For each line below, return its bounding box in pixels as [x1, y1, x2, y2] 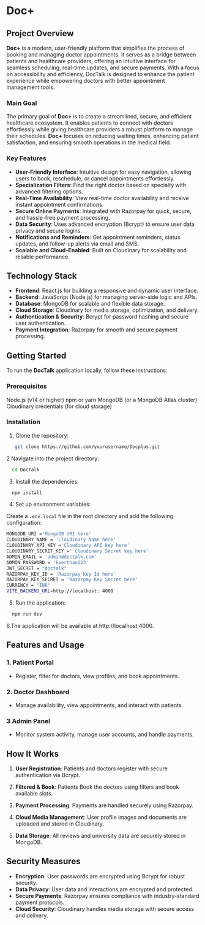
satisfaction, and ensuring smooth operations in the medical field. [6, 139, 171, 146]
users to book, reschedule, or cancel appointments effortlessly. [15, 174, 175, 182]
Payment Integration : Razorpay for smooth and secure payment [15, 326, 178, 333]
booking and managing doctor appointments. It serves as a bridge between [6, 51, 196, 58]
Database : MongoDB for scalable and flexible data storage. [15, 300, 165, 308]
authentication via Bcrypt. [15, 772, 81, 779]
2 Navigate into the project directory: [6, 455, 99, 462]
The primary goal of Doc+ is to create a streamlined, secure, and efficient [6, 113, 192, 120]
